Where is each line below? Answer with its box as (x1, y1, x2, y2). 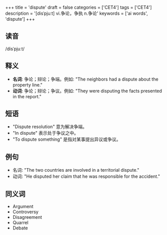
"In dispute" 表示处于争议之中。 (12, 130, 79, 136)
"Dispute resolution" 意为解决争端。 (12, 124, 88, 130)
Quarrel (12, 220, 29, 226)
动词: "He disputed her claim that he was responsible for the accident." (12, 173, 160, 179)
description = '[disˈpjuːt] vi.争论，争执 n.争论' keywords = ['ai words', (5, 10, 148, 16)
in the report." (12, 93, 41, 99)
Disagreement (12, 214, 42, 220)
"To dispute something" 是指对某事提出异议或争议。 (12, 136, 121, 142)
